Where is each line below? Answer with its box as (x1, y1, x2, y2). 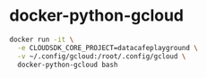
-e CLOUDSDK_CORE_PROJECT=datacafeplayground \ (17, 43, 199, 52)
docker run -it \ (9, 35, 74, 44)
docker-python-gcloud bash (17, 60, 118, 69)
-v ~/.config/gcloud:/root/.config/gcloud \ (17, 51, 186, 61)
